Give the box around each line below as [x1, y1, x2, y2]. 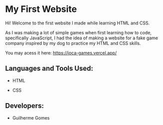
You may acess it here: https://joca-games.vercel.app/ [5, 50, 117, 56]
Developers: [5, 102, 44, 110]
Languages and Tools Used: [5, 64, 94, 73]
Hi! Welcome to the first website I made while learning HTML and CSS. [5, 20, 150, 26]
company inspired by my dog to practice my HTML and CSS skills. [5, 40, 141, 46]
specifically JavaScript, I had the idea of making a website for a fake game [5, 35, 159, 41]
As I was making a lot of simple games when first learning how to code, [5, 29, 152, 35]
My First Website [5, 3, 77, 15]
